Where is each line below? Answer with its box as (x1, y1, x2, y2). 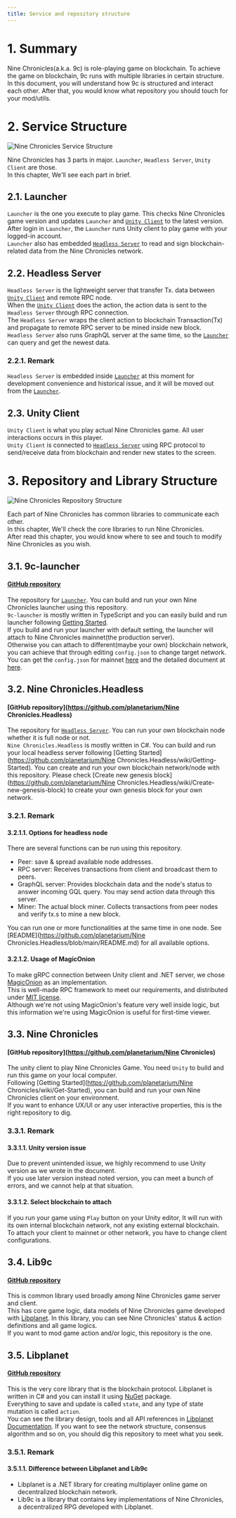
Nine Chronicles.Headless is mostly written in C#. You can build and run (7, 741, 216, 750)
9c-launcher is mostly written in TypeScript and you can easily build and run (7, 610, 228, 619)
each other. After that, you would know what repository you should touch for (7, 86, 228, 95)
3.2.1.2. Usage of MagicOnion (7, 955, 96, 963)
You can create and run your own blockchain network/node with (34, 763, 220, 772)
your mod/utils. (7, 94, 51, 102)
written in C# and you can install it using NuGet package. (7, 1392, 172, 1400)
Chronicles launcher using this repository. (7, 603, 128, 611)
